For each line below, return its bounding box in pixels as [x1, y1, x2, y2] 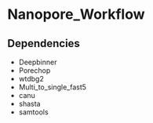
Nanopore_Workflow [7, 5, 145, 24]
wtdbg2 [18, 74, 44, 83]
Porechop [18, 66, 51, 75]
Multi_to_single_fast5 [18, 82, 87, 92]
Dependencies [7, 37, 80, 50]
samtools [18, 107, 49, 117]
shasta [18, 99, 41, 108]
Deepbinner [18, 57, 57, 67]
